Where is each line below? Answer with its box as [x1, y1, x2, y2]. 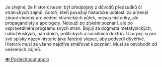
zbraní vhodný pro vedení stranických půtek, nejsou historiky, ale [5, 15, 139, 20]
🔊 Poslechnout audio [5, 57, 50, 62]
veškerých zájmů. [5, 47, 41, 52]
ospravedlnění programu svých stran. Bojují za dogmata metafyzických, [5, 25, 152, 31]
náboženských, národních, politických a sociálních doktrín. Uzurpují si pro [5, 31, 157, 36]
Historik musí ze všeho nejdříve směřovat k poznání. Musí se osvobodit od [5, 41, 158, 47]
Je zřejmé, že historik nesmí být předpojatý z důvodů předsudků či [5, 4, 142, 10]
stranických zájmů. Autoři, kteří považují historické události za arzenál [5, 9, 148, 15]
